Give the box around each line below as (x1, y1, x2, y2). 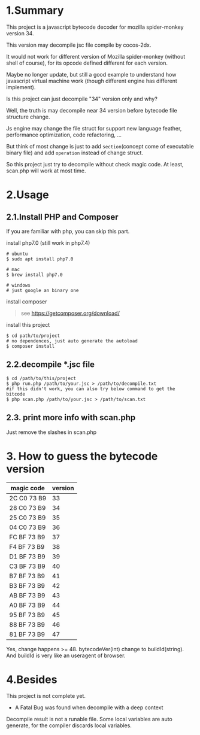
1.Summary (6, 4, 64, 17)
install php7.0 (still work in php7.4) (6, 239, 90, 246)
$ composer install (6, 343, 55, 349)
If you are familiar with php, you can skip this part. (6, 227, 130, 235)
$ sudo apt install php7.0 (6, 256, 74, 262)
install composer (6, 297, 47, 305)
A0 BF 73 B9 (9, 601, 46, 609)
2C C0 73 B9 (9, 494, 47, 502)
